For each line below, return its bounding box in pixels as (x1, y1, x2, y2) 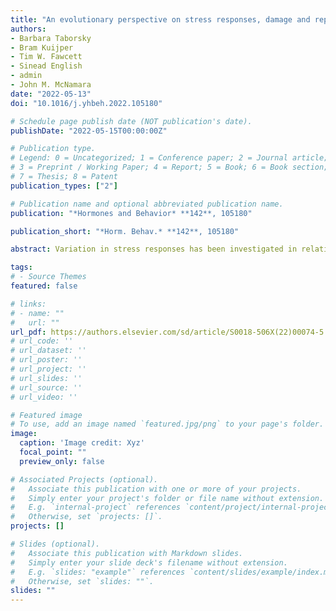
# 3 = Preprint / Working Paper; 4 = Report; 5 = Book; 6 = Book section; (10, 162, 329, 173)
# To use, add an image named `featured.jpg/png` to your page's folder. (10, 419, 325, 430)
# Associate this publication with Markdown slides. (10, 548, 244, 558)
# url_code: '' (10, 336, 74, 346)
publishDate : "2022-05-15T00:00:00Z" (10, 126, 168, 136)
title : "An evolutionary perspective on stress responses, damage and (10, 14, 311, 25)
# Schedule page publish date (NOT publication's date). (10, 116, 253, 126)
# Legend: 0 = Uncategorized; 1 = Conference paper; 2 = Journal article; (10, 153, 329, 163)
